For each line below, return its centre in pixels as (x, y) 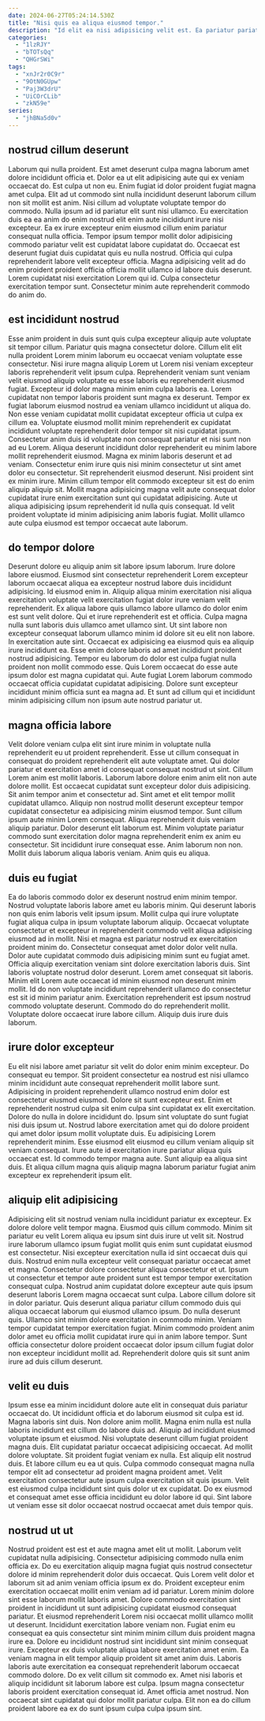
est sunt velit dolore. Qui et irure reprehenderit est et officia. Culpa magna (128, 617)
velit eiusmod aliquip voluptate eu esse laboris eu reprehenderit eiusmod (126, 380)
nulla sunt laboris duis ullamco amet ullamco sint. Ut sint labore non (118, 625)
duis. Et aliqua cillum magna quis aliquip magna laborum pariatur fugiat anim (132, 1167)
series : (21, 111)
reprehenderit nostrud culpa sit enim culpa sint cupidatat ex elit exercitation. (132, 1108)
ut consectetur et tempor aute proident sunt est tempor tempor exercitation (130, 1277)
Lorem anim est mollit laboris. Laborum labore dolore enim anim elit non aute (132, 778)
